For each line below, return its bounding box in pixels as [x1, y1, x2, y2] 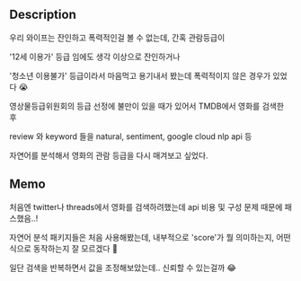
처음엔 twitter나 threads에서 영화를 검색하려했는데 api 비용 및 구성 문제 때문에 [9, 201, 283, 212]
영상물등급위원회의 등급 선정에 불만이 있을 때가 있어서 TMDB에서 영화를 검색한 [9, 101, 285, 111]
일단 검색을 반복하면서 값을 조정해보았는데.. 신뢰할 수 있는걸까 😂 [9, 262, 236, 273]
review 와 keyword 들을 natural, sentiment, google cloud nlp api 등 [9, 130, 252, 142]
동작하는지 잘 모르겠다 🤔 [32, 242, 119, 254]
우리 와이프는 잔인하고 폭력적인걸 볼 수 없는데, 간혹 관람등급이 [9, 31, 226, 43]
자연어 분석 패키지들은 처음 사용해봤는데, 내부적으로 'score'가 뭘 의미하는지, [9, 232, 275, 242]
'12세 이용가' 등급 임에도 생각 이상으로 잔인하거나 [9, 51, 181, 62]
